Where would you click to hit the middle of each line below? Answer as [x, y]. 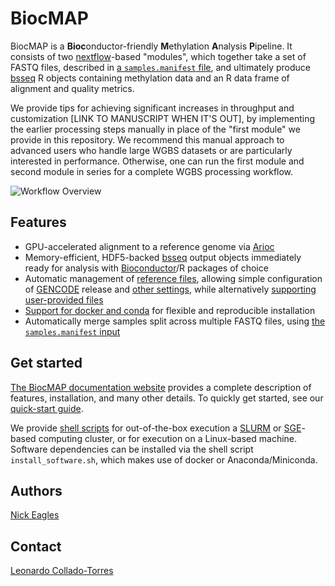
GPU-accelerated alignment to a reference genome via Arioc [149, 246]
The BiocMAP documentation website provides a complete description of [161, 387]
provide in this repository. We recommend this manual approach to [147, 139]
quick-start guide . [47, 408]
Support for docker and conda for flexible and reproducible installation [170, 310]
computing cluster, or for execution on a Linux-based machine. [168, 438]
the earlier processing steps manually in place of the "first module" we [155, 129]
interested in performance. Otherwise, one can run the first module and [157, 161]
